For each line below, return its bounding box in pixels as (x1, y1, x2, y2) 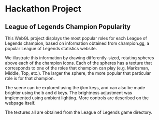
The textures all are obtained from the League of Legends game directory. (5, 109, 153, 115)
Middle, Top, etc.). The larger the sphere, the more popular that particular (5, 70, 151, 76)
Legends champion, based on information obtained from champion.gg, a (5, 40, 149, 46)
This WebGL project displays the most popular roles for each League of (5, 35, 147, 41)
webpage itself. (5, 100, 36, 106)
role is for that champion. (5, 76, 55, 81)
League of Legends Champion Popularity (5, 23, 131, 31)
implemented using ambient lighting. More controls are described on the (5, 95, 149, 101)
